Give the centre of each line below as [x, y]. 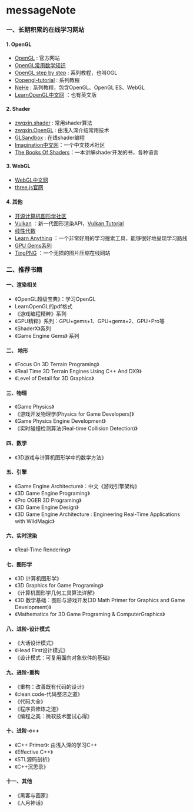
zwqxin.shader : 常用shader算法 [53, 123]
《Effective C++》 [34, 752]
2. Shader [18, 109]
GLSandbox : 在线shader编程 [50, 137]
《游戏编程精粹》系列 [40, 314]
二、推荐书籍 [24, 269]
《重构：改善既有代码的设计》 [51, 686]
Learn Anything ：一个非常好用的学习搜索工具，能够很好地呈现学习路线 [101, 238]
